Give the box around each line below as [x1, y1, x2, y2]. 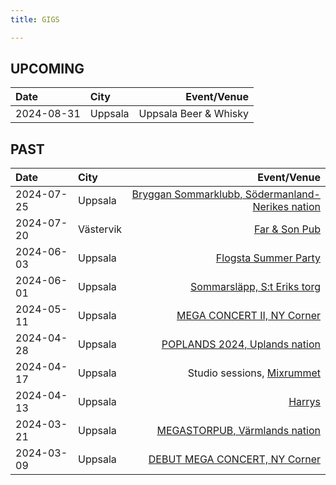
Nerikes [252, 200, 290, 214]
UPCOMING [10, 61, 85, 78]
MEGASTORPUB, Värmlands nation [156, 424, 321, 438]
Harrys [288, 395, 321, 409]
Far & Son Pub [253, 222, 321, 236]
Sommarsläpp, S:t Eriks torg [190, 280, 321, 294]
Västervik [77, 222, 123, 236]
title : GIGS [10, 14, 60, 25]
